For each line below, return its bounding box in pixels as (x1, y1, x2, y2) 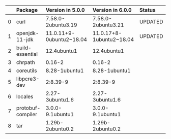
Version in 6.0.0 (92, 7, 132, 13)
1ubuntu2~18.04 (92, 36, 134, 43)
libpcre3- (16, 76, 40, 82)
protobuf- (16, 105, 41, 111)
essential (16, 51, 38, 57)
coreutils (16, 67, 37, 74)
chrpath (16, 59, 35, 65)
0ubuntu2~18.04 (45, 36, 88, 43)
